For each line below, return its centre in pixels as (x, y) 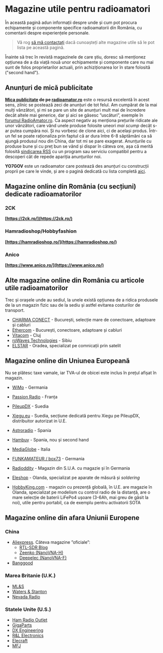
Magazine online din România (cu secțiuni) (71, 187)
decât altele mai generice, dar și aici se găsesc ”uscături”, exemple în (74, 115)
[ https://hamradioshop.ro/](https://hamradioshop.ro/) (61, 242)
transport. (15, 310)
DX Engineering (28, 630)
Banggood (22, 563)
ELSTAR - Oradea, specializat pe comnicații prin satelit (66, 345)
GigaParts (22, 625)
